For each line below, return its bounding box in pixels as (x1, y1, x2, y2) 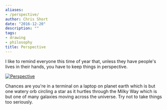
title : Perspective (5, 44, 46, 49)
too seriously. (5, 98, 34, 105)
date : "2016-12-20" (5, 21, 46, 26)
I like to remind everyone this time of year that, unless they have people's (5, 58, 156, 64)
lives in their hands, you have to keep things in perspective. (5, 63, 128, 69)
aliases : (5, 7, 24, 12)
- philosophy (5, 40, 33, 45)
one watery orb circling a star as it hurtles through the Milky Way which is (5, 88, 157, 94)
